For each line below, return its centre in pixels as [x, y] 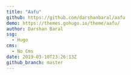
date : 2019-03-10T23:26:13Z [42, 57]
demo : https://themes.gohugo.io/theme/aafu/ [63, 23]
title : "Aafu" [24, 12]
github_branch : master [35, 62]
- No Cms [23, 51]
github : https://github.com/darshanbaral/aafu [66, 18]
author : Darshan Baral [35, 29]
